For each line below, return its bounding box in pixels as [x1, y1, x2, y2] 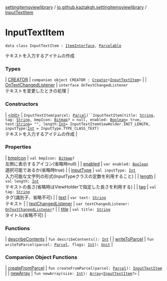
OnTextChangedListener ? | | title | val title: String [5, 206, 111, 212]
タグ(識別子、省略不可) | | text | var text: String [5, 194, 106, 200]
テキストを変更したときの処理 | [5, 88, 69, 94]
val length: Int [5, 179, 39, 184]
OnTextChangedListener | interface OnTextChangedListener [5, 82, 128, 88]
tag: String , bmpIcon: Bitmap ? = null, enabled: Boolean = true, [5, 117, 142, 122]
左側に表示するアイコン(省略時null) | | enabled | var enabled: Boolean [5, 161, 149, 167]
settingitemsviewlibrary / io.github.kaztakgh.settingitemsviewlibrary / [5, 4, 147, 10]
